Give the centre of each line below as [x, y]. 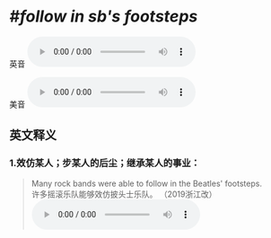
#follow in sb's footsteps [104, 17]
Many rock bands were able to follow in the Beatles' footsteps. [147, 183]
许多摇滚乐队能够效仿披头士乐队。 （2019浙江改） [124, 194]
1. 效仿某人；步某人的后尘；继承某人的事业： [105, 163]
